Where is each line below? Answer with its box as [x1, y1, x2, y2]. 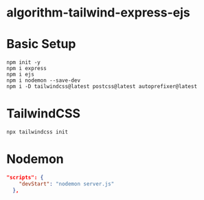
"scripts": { [6, 174, 44, 181]
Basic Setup [6, 36, 76, 52]
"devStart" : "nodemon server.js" [19, 180, 115, 187]
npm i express [6, 65, 47, 72]
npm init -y [6, 59, 41, 66]
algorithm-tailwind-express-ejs [6, 5, 190, 21]
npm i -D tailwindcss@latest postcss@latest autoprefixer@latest [6, 83, 197, 90]
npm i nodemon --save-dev [6, 77, 80, 84]
